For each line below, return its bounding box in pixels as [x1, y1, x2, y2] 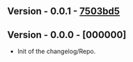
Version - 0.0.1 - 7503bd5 [7, 6, 120, 17]
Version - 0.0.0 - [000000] [7, 29, 127, 41]
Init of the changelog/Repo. [17, 48, 96, 56]
